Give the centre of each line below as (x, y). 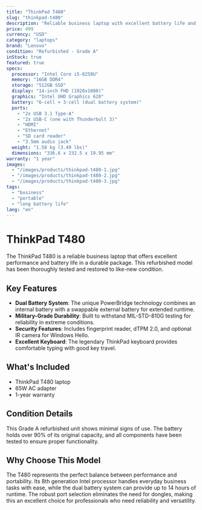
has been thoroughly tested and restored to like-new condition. (85, 269)
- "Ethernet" (34, 131)
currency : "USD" (27, 35)
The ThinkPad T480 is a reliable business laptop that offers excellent (92, 256)
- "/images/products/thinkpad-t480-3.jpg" (66, 182)
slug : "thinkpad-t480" (35, 18)
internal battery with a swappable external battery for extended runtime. (105, 309)
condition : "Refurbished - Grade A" (52, 52)
